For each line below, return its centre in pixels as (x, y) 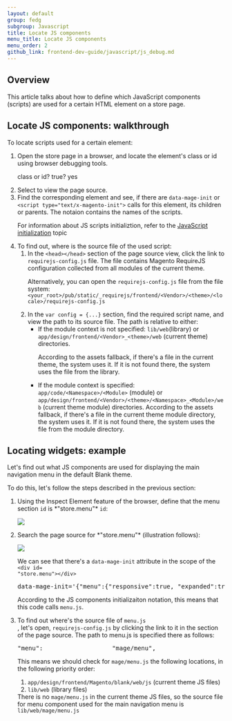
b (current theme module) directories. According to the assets (126, 407)
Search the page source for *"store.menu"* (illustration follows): (108, 535)
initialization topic (42, 233)
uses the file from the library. (79, 372)
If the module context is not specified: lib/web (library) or (118, 329)
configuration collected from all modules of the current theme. (116, 268)
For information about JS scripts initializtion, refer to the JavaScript (113, 225)
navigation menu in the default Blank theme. (70, 474)
